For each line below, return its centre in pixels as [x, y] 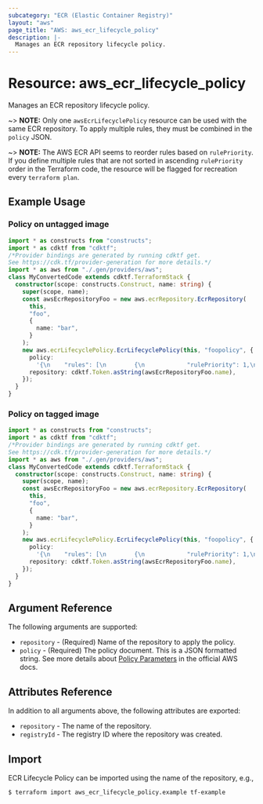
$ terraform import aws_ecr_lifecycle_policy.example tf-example [117, 792]
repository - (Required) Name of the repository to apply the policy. [127, 642]
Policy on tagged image [54, 414]
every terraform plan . [44, 177]
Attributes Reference [60, 692]
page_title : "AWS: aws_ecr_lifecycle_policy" [83, 30]
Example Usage [47, 202]
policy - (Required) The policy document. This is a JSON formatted [128, 651]
